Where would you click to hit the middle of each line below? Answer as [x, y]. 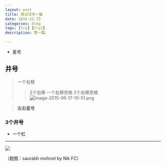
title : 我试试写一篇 [24, 14]
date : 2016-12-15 [23, 19]
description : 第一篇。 [27, 33]
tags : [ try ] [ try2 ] [25, 28]
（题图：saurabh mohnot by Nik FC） [43, 159]
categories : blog [23, 24]
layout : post [19, 10]
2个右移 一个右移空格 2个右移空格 [64, 92]
